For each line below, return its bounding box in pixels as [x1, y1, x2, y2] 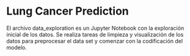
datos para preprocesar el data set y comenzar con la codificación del [6, 37, 183, 44]
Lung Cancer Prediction [6, 4, 130, 18]
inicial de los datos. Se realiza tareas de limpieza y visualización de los [6, 30, 184, 38]
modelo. [6, 44, 27, 51]
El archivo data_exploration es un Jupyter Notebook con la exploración [6, 24, 185, 32]
